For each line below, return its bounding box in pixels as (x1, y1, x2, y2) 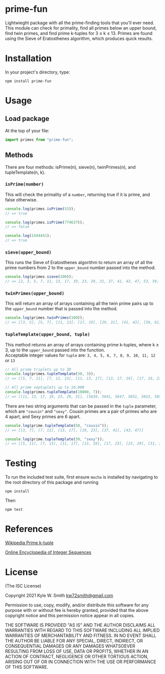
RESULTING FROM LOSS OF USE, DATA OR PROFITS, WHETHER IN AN (5, 648, 149, 654)
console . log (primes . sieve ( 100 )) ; (5, 274, 74, 279)
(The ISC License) (5, 583, 42, 589)
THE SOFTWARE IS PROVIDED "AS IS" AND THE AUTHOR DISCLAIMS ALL (5, 622, 156, 628)
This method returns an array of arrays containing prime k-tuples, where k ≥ (5, 341, 160, 347)
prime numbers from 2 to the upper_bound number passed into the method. (5, 265, 156, 271)
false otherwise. (5, 196, 38, 203)
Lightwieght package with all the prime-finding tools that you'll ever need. (5, 20, 155, 26)
